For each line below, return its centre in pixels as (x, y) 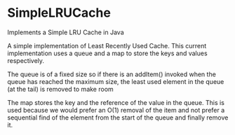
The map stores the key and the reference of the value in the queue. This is (116, 102)
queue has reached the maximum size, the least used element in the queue (116, 81)
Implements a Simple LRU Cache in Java (66, 32)
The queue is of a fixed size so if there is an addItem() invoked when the (112, 74)
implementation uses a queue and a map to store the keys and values (108, 53)
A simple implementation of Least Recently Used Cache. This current (107, 45)
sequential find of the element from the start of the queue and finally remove (118, 118)
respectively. (26, 60)
